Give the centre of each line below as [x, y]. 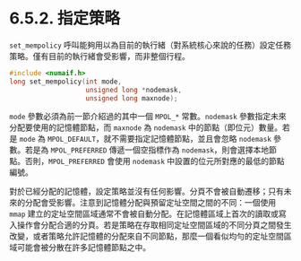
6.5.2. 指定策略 [65, 18]
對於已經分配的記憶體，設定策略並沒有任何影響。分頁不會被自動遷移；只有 [146, 191]
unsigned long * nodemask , [133, 90]
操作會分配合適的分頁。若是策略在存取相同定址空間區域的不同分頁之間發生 [154, 225]
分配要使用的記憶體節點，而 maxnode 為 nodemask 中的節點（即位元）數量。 [146, 127]
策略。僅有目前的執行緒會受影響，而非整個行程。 [99, 56]
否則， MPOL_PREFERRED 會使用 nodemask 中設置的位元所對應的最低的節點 [155, 161]
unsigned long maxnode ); [132, 98]
